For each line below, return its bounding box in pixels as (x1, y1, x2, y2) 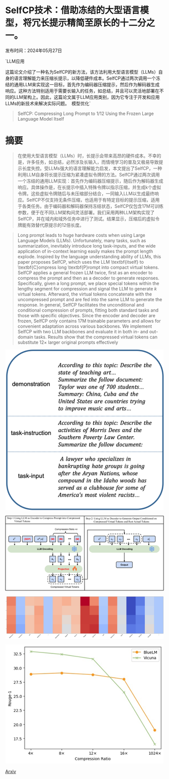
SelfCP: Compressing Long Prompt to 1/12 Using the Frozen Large (17, 110, 154, 116)
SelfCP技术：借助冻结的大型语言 (5, 5, 140, 16)
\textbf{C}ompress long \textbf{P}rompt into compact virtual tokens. (17, 264, 159, 270)
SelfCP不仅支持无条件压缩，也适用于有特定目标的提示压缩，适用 (26, 197, 160, 203)
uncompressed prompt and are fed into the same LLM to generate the (17, 296, 162, 303)
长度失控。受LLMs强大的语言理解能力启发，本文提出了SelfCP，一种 (22, 165, 162, 171)
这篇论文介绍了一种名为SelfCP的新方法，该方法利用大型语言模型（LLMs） (5, 69, 158, 75)
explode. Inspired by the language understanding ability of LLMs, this (17, 253, 161, 260)
